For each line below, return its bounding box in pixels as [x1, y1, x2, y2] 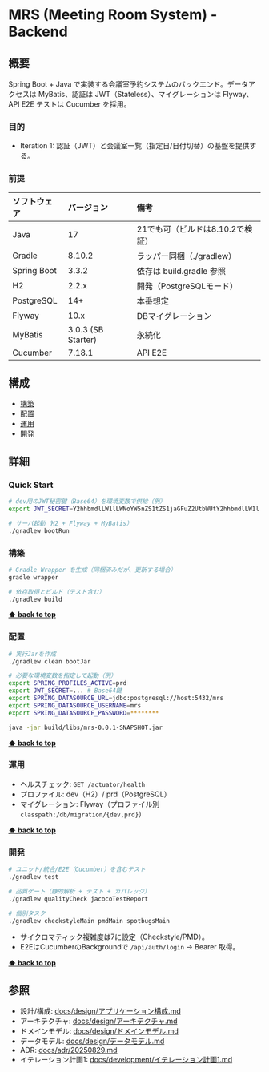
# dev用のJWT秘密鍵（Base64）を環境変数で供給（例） [8, 498, 167, 506]
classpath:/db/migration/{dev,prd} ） [19, 809, 147, 819]
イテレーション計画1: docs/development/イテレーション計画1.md [19, 1055, 233, 1065]
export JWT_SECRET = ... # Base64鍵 [8, 687, 122, 695]
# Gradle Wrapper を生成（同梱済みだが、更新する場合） [8, 566, 177, 574]
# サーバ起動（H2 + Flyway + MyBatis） [8, 519, 133, 527]
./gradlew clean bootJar [8, 657, 91, 666]
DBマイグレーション [136, 310, 212, 321]
